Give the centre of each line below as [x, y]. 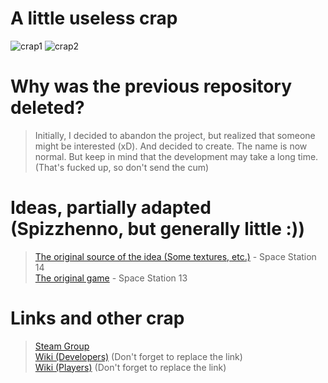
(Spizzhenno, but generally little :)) [157, 229]
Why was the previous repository [151, 86]
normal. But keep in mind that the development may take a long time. [176, 156]
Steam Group [62, 346]
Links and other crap [97, 318]
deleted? [47, 108]
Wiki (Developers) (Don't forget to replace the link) [138, 356]
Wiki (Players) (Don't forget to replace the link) [130, 367]
